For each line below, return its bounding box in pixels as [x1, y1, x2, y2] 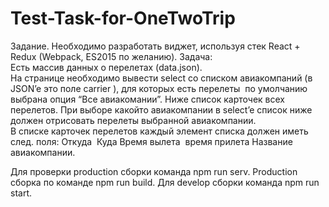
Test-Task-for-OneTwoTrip [10, 7, 236, 30]
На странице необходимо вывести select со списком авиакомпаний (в [10, 72, 313, 84]
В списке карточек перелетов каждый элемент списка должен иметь [10, 125, 309, 137]
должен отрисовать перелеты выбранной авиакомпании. [10, 114, 257, 126]
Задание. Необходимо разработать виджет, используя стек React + [10, 40, 301, 52]
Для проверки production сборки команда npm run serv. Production [10, 165, 298, 177]
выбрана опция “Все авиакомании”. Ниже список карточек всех [10, 93, 285, 105]
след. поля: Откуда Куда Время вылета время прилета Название [10, 135, 293, 147]
